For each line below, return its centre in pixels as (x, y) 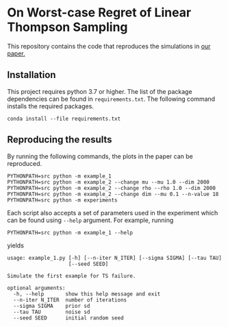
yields (15, 245)
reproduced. (25, 163)
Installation (31, 75)
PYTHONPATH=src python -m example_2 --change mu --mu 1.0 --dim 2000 (109, 182)
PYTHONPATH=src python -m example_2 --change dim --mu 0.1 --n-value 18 (113, 194)
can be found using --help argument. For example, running (90, 220)
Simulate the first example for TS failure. (72, 276)
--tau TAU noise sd (52, 312)
